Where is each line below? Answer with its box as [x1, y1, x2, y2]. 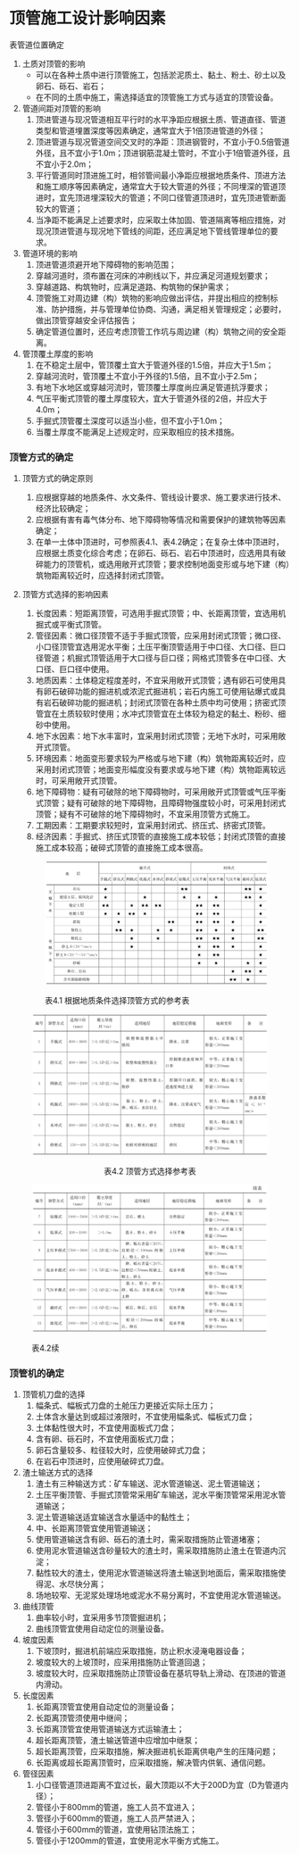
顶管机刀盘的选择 [21, 1389, 86, 1400]
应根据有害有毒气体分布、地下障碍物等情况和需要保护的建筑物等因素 [35, 514, 287, 525]
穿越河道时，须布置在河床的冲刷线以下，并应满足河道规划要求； [35, 270, 270, 281]
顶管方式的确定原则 [21, 473, 94, 484]
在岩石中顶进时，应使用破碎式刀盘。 [35, 1456, 170, 1467]
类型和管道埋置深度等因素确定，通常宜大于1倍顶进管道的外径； [35, 125, 266, 136]
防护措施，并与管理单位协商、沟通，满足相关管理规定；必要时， [51, 303, 287, 314]
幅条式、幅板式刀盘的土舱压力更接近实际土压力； [35, 1401, 216, 1411]
